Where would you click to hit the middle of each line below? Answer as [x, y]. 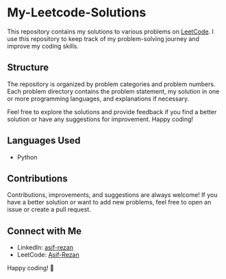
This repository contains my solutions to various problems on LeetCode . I [111, 31]
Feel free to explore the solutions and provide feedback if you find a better [112, 111]
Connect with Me [45, 231]
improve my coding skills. [43, 46]
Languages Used [44, 141]
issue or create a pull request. [49, 209]
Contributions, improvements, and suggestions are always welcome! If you [112, 195]
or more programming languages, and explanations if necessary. [98, 98]
